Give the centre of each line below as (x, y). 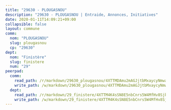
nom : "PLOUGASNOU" (30, 39)
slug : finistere (27, 62)
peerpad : (15, 71)
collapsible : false (26, 24)
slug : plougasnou (28, 43)
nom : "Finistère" (28, 57)
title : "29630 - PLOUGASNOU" (36, 10)
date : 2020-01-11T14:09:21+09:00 (41, 19)
